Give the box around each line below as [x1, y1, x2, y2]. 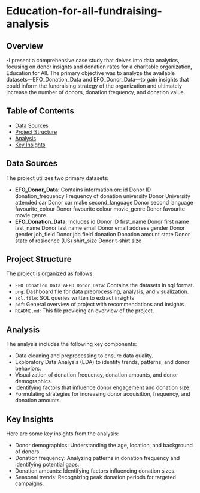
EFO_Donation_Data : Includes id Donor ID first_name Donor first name [14, 218, 190, 225]
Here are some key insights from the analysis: [6, 430, 119, 437]
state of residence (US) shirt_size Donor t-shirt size [14, 237, 142, 244]
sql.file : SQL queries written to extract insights [14, 294, 135, 302]
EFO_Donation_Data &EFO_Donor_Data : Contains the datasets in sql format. [14, 282, 195, 289]
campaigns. [14, 480, 44, 487]
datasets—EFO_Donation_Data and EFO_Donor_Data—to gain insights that [6, 76, 189, 83]
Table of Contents [6, 106, 75, 116]
